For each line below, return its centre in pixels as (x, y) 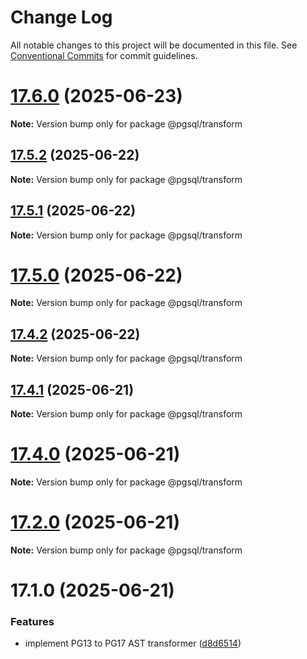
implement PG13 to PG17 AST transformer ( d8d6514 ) (133, 643)
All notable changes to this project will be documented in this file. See (154, 45)
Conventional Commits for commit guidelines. (104, 55)
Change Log (61, 17)
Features (32, 622)
